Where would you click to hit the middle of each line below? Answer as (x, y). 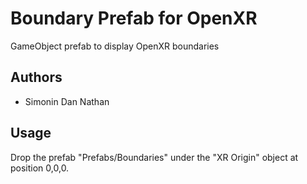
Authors (36, 77)
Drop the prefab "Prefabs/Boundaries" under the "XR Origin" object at (154, 157)
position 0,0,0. (40, 168)
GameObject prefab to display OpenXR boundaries (115, 46)
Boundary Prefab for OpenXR (134, 18)
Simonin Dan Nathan (67, 101)
